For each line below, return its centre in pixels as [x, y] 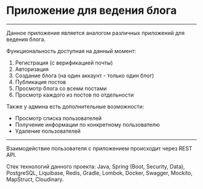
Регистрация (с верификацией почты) [64, 62]
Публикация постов [40, 82]
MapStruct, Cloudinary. [35, 179]
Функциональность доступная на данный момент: [71, 51]
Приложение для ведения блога [92, 11]
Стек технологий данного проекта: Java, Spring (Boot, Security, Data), [96, 166]
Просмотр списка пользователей [58, 118]
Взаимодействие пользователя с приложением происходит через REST [99, 148]
